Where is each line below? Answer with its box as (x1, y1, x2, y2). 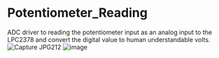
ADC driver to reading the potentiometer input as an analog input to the (7, 28, 212, 36)
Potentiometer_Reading (7, 5, 148, 21)
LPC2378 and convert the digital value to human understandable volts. (7, 35, 211, 43)
